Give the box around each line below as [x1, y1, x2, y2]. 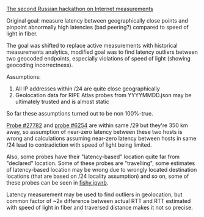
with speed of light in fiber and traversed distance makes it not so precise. [6, 204, 194, 211]
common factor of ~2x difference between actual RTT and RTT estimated [6, 197, 191, 204]
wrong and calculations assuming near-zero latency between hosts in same [6, 134, 197, 142]
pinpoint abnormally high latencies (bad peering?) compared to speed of [6, 24, 189, 31]
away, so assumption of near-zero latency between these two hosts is [6, 128, 183, 135]
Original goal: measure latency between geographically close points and [6, 17, 188, 24]
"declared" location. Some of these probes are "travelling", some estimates [6, 160, 195, 167]
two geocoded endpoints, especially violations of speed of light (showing [6, 55, 191, 62]
